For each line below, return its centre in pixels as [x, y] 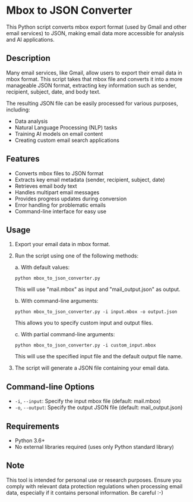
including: [18, 109]
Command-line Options [50, 387]
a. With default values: [42, 267]
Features [23, 159]
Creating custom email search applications [67, 140]
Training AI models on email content [59, 134]
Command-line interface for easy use [61, 211]
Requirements [33, 426]
